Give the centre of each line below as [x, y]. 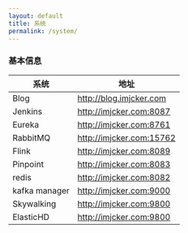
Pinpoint [28, 164]
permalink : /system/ [43, 31]
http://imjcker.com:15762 [126, 137]
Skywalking [34, 204]
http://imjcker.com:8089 [124, 151]
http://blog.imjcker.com [122, 98]
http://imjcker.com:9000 [124, 190]
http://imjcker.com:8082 [124, 177]
